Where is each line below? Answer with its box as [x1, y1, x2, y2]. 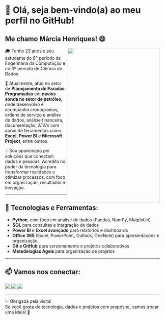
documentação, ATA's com [5, 122, 59, 128]
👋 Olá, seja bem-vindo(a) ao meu [5, 4, 141, 16]
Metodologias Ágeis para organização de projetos [12, 248, 115, 254]
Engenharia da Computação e [5, 60, 65, 66]
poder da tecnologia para [5, 164, 56, 169]
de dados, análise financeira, [5, 117, 64, 123]
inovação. [5, 185, 25, 191]
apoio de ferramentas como [5, 128, 61, 133]
